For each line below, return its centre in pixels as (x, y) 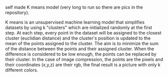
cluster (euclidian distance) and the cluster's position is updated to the (78, 38)
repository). (17, 12)
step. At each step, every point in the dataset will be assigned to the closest (83, 33)
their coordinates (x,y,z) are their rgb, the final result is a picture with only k (83, 65)
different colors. (22, 70)
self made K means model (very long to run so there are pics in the (74, 7)
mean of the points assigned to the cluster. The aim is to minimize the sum (82, 43)
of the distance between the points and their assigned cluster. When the (80, 49)
